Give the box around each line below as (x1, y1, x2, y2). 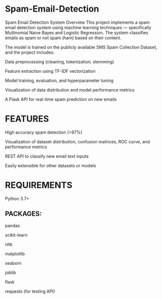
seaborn (5, 260, 22, 266)
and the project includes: (5, 49, 55, 55)
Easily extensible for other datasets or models (5, 162, 96, 168)
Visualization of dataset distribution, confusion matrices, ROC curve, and (5, 139, 150, 144)
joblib (5, 269, 16, 275)
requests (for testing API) (5, 288, 56, 294)
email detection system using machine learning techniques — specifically (5, 24, 151, 30)
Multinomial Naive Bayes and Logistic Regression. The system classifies (5, 30, 148, 35)
